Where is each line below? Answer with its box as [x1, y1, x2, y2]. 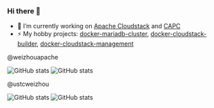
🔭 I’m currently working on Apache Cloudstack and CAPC [17, 22, 181, 30]
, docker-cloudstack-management [37, 39, 134, 48]
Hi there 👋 [7, 6, 41, 16]
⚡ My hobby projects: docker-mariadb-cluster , [17, 30, 150, 38]
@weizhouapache [7, 53, 59, 62]
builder [17, 39, 37, 48]
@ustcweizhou [7, 80, 50, 89]
